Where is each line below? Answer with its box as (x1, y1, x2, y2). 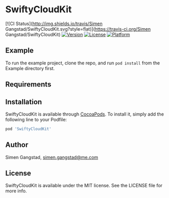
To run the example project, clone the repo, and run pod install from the (5, 60, 160, 66)
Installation (5, 97, 42, 106)
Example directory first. (5, 65, 55, 71)
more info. (5, 188, 27, 194)
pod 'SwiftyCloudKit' (5, 126, 52, 131)
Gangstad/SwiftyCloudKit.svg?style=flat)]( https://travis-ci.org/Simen (5, 26, 151, 32)
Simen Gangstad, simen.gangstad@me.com (5, 154, 99, 160)
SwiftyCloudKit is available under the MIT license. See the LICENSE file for (5, 183, 163, 189)
